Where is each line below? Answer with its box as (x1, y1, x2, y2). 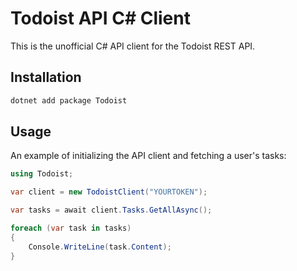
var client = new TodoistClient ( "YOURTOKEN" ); (10, 187, 208, 197)
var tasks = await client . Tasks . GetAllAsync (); (10, 205, 213, 216)
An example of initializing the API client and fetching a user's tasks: (10, 150, 287, 162)
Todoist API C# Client (10, 7, 191, 30)
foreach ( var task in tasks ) (10, 223, 132, 234)
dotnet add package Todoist (10, 95, 128, 106)
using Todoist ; (10, 169, 74, 179)
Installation (10, 69, 82, 86)
